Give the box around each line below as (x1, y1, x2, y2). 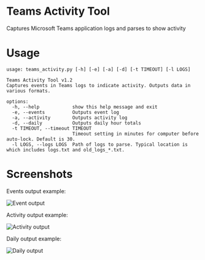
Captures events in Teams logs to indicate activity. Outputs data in (6, 82, 191, 88)
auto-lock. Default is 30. (6, 136, 75, 142)
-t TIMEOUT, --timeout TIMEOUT (12, 125, 92, 131)
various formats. (6, 88, 51, 94)
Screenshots (6, 167, 73, 182)
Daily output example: (6, 235, 62, 242)
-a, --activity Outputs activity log (12, 115, 128, 121)
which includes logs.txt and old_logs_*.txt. (6, 147, 125, 153)
